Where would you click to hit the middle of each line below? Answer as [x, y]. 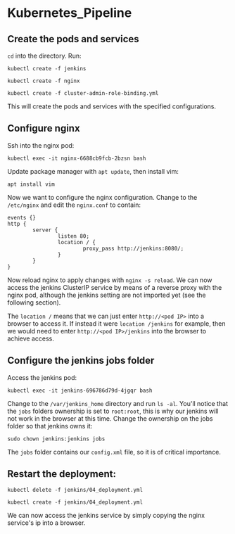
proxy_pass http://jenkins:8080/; [133, 248]
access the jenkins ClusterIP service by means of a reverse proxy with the [115, 287]
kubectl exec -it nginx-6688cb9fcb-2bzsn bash [77, 158]
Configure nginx [44, 128]
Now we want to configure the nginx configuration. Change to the [102, 197]
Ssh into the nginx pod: [41, 145]
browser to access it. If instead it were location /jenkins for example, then [116, 323]
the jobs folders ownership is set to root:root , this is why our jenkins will [113, 411]
